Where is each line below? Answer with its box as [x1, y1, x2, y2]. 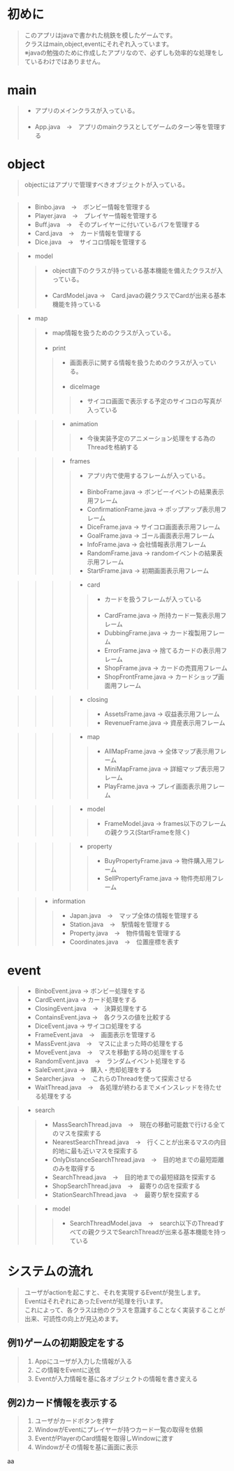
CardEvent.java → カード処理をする [34, 995, 138, 1003]
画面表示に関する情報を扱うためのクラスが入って [69, 358, 211, 367]
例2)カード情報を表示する [7, 1397, 118, 1409]
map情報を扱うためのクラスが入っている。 [52, 328, 175, 337]
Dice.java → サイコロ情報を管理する [34, 238, 147, 246]
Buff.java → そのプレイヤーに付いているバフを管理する [34, 220, 200, 229]
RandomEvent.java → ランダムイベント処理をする [34, 1057, 187, 1065]
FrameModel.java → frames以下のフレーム [104, 819, 227, 827]
